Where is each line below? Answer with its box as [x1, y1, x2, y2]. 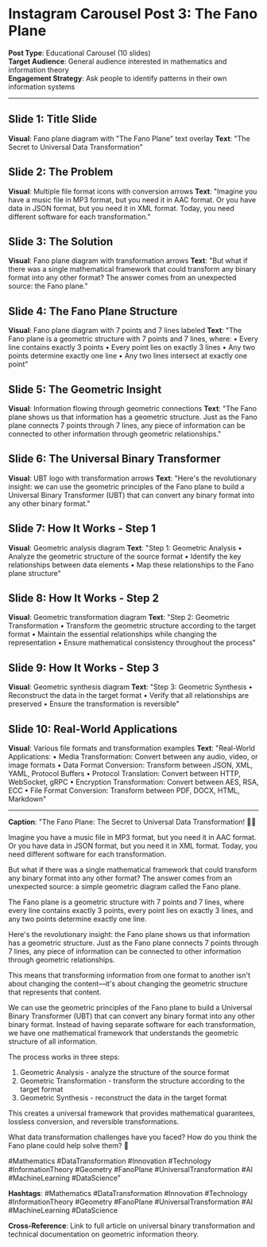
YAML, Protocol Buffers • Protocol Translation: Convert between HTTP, [8, 769, 241, 778]
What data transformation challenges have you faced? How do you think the [8, 1132, 257, 1142]
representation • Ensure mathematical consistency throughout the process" [8, 638, 257, 648]
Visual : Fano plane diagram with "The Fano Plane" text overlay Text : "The [8, 133, 250, 143]
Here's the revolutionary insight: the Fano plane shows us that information [8, 930, 250, 939]
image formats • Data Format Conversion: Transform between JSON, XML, [8, 760, 253, 770]
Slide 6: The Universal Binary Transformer [8, 452, 221, 466]
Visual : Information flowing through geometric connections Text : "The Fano [8, 404, 257, 413]
